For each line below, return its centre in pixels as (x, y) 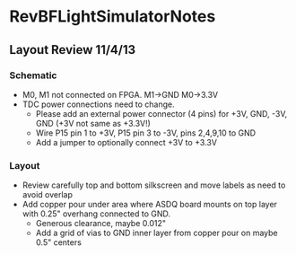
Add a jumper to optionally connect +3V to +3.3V (126, 142)
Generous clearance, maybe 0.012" (101, 224)
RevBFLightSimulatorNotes (113, 17)
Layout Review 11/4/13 (73, 50)
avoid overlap (48, 195)
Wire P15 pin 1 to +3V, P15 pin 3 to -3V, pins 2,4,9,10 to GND (146, 133)
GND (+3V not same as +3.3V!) (93, 123)
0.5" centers (59, 242)
